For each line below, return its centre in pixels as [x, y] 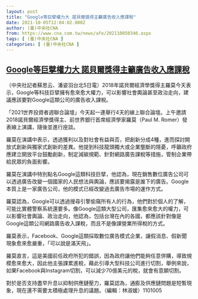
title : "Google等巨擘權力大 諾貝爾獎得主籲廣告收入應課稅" [71, 17]
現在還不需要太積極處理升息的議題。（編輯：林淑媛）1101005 [89, 290]
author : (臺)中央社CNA [32, 28]
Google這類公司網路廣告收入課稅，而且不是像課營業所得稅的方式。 [87, 223]
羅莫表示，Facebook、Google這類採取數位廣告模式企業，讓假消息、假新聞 [97, 235]
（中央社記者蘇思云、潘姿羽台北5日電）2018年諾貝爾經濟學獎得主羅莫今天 [96, 85]
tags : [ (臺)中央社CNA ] [35, 39]
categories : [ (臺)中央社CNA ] [43, 45]
